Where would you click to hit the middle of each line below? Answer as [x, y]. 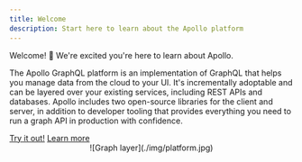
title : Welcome [38, 19]
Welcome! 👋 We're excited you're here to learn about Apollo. [122, 55]
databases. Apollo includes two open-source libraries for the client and [141, 101]
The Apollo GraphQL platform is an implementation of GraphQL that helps [146, 73]
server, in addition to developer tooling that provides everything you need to [150, 111]
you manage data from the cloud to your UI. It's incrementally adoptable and [151, 82]
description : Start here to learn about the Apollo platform [127, 28]
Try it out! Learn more [50, 138]
